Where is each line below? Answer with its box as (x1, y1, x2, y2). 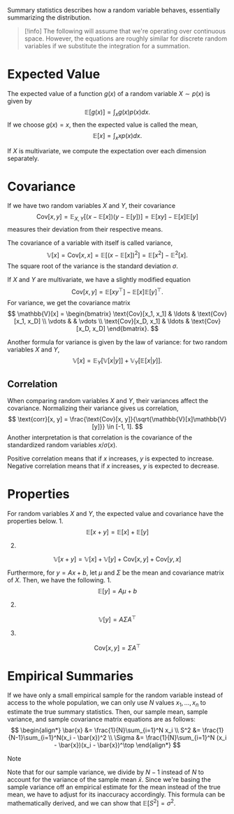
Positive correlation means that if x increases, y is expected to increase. (7, 454, 214, 463)
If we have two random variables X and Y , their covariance (7, 202, 176, 210)
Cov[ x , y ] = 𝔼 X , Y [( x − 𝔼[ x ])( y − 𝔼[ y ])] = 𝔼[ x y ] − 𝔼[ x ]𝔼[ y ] (36, 213, 199, 223)
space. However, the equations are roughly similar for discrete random (24, 34, 228, 43)
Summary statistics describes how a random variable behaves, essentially (7, 6, 220, 14)
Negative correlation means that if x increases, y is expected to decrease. (7, 462, 220, 470)
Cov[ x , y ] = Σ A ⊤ (94, 642, 141, 652)
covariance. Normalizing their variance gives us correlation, (7, 404, 180, 412)
